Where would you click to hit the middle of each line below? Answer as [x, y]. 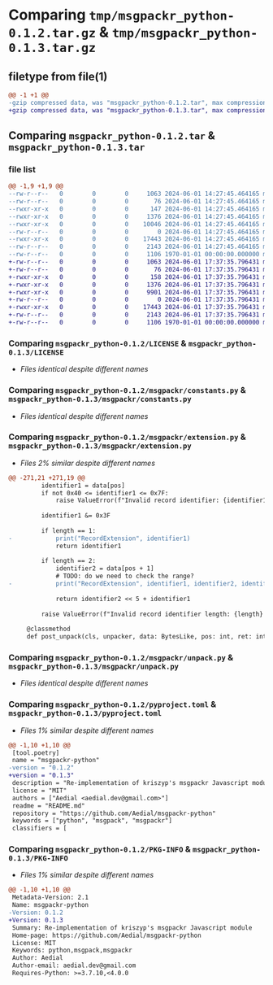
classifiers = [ [39, 828]
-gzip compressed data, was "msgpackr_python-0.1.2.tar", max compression [138, 102]
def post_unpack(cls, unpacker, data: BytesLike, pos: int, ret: [139, 637]
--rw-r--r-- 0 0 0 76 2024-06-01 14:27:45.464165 [134, 202]
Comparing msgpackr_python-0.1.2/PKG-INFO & [100, 849]
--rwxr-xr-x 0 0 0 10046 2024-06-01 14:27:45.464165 [134, 224]
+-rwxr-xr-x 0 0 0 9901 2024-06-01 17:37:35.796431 [134, 292]
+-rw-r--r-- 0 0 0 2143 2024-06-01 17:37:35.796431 [134, 315]
